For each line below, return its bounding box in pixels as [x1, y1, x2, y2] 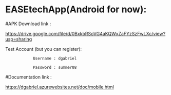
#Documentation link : [5, 73, 52, 80]
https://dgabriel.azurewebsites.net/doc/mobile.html [5, 84, 114, 90]
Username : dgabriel [32, 55, 77, 61]
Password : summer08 [32, 65, 77, 70]
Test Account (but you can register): [5, 46, 82, 52]
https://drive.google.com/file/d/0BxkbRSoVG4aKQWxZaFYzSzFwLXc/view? [5, 30, 166, 36]
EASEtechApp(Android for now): [5, 4, 147, 15]
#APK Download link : [5, 21, 51, 27]
